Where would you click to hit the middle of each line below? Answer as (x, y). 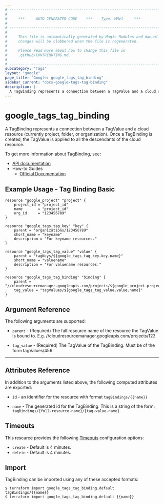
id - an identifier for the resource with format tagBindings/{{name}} (80, 397)
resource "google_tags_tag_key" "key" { (47, 226)
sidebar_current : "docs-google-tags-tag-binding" (57, 82)
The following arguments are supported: (46, 321)
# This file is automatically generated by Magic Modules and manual (82, 37)
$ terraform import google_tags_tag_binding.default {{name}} (70, 497)
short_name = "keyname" (38, 235)
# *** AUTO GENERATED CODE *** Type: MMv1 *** (73, 19)
